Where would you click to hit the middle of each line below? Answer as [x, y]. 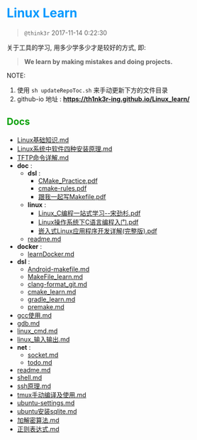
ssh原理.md [34, 386]
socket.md [43, 355]
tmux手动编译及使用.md [51, 395]
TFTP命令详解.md [43, 157]
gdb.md [28, 323]
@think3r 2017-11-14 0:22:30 [66, 33]
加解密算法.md [38, 420]
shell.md [29, 377]
